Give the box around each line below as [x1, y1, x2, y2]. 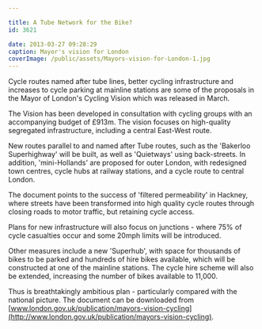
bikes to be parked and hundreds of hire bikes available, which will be [8, 254, 236, 264]
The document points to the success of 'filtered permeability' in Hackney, [8, 190, 248, 200]
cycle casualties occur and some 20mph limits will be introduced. [8, 231, 222, 240]
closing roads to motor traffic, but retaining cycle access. [8, 207, 195, 216]
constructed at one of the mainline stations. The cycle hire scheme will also [8, 263, 254, 273]
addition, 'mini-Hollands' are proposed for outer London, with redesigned [8, 158, 247, 167]
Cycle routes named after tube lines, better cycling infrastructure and [8, 77, 234, 86]
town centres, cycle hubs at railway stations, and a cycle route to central [8, 166, 245, 176]
